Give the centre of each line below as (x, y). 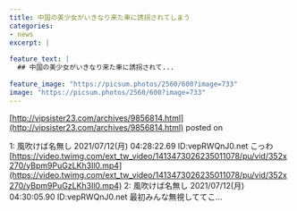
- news (21, 34)
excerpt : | (30, 42)
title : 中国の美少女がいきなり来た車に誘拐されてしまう (100, 17)
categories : (31, 26)
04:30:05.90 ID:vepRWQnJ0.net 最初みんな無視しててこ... (116, 197)
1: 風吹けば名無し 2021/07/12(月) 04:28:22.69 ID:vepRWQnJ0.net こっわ (141, 146)
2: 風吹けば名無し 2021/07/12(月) (184, 185)
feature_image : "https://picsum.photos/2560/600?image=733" (124, 84)
